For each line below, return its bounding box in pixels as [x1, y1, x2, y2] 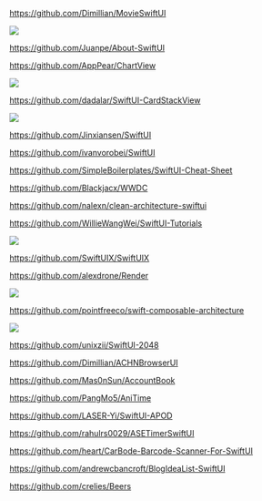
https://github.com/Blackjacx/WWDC [9, 182, 148, 193]
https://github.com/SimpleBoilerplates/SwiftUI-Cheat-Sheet [9, 165, 233, 176]
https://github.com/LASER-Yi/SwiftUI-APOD [9, 410, 173, 421]
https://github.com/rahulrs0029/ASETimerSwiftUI [9, 428, 195, 438]
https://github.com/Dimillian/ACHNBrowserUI [9, 357, 179, 368]
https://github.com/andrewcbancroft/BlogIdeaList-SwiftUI [9, 464, 226, 474]
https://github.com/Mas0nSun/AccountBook [9, 375, 176, 385]
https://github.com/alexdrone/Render [9, 271, 149, 281]
